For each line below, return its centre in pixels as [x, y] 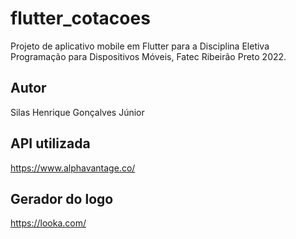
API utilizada [50, 143]
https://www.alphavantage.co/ [73, 168]
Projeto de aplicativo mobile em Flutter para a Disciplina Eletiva [140, 46]
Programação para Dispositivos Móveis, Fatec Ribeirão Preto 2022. [148, 56]
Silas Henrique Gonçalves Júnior [77, 112]
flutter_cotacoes [80, 18]
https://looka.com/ [48, 223]
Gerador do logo [62, 198]
